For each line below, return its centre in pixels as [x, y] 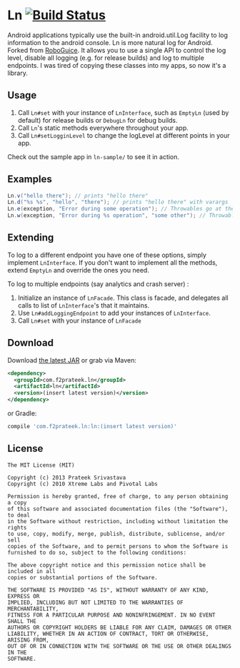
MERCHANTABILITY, [33, 609]
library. [18, 73]
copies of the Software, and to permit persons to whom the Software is [118, 546]
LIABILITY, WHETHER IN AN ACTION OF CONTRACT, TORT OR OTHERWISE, [108, 634]
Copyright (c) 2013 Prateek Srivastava [67, 477]
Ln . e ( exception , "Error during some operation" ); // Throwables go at [115, 209]
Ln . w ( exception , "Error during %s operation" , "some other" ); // [106, 216]
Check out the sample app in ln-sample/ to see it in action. [94, 156]
